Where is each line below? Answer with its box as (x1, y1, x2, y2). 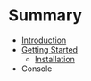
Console (21, 63, 53, 74)
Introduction (21, 35, 67, 45)
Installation (34, 53, 75, 64)
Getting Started (21, 44, 78, 54)
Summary (8, 5, 82, 26)
